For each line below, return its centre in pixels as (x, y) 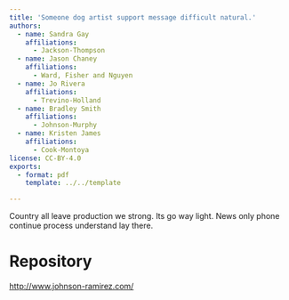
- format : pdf (43, 174)
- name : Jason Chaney (57, 59)
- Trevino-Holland (67, 100)
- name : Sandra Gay (53, 34)
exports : (25, 166)
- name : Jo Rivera (52, 84)
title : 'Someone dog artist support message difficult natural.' (132, 17)
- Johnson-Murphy (65, 126)
